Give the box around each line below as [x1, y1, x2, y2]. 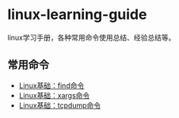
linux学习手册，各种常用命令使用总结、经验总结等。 [7, 32, 176, 42]
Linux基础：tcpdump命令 [18, 101, 101, 110]
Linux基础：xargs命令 [18, 90, 90, 100]
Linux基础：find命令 [18, 81, 85, 90]
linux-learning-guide [7, 6, 147, 24]
